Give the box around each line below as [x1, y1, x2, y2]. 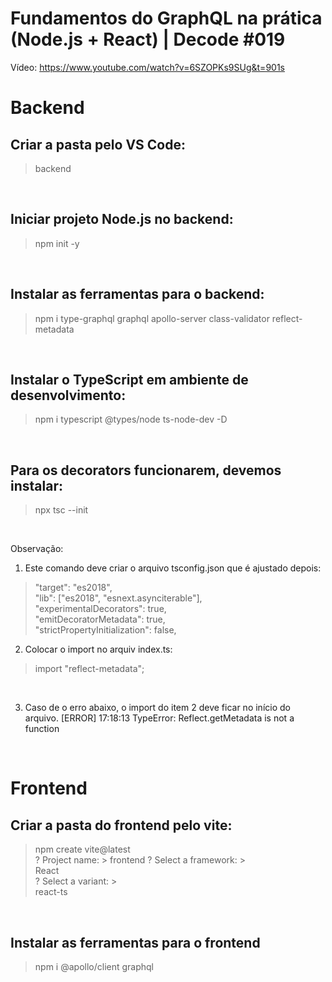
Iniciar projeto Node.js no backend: [10, 211, 234, 228]
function [24, 723, 60, 735]
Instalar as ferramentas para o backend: [10, 286, 265, 303]
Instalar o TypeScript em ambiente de [10, 371, 249, 388]
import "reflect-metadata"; [34, 663, 145, 675]
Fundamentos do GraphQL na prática [10, 7, 323, 30]
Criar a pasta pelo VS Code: [10, 136, 186, 153]
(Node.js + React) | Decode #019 [10, 28, 286, 51]
